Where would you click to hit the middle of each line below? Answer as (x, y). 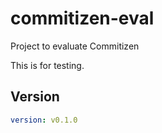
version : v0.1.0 (44, 120)
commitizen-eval (82, 18)
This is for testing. (47, 65)
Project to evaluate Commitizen (75, 46)
